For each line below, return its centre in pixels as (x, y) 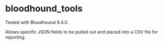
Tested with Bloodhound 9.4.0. (37, 22)
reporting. (16, 37)
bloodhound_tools (44, 9)
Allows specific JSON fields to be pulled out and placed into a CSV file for (82, 32)
